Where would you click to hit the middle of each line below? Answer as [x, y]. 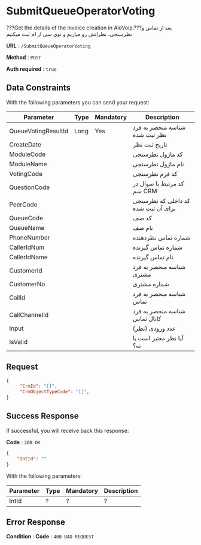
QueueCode [26, 218]
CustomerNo [27, 284]
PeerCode [23, 204]
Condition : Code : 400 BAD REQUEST [50, 537]
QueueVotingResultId [39, 131]
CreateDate [25, 144]
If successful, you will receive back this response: [68, 430]
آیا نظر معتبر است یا [158, 338]
